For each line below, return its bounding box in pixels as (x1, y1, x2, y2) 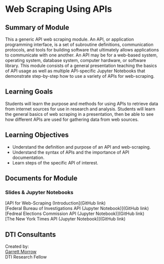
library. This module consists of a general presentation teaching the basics (5, 63, 157, 68)
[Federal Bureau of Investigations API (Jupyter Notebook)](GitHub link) (5, 206, 149, 211)
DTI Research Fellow (5, 254, 47, 260)
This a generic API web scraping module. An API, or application (5, 36, 134, 42)
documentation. (12, 155, 44, 160)
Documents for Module (5, 174, 78, 183)
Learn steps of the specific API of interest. (12, 159, 99, 165)
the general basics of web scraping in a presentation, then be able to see (5, 111, 154, 117)
